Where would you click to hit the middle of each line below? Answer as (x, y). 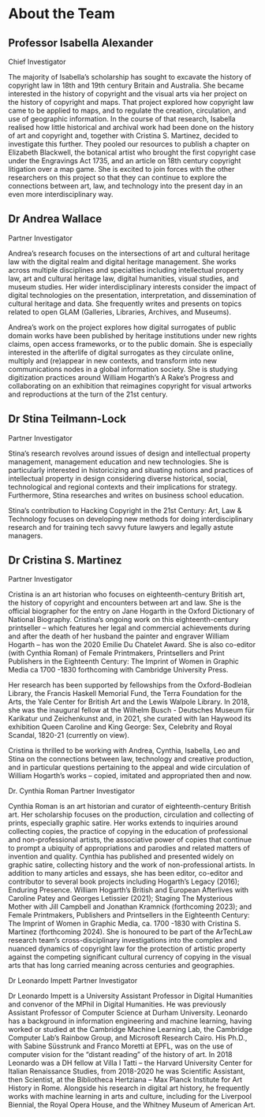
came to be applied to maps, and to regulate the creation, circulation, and (127, 110)
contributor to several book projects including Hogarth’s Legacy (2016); (124, 882)
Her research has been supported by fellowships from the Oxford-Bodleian (130, 685)
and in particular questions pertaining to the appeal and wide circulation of (129, 767)
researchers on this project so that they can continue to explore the (118, 177)
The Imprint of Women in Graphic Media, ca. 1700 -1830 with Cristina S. (125, 924)
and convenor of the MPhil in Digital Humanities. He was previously (117, 1004)
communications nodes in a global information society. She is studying (123, 369)
